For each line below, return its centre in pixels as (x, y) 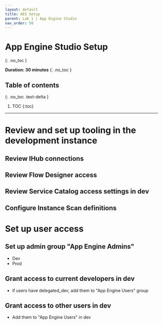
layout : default (21, 9)
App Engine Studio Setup (57, 47)
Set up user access (44, 229)
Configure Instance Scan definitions (61, 208)
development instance (51, 141)
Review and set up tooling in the (71, 130)
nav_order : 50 (19, 23)
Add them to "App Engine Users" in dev (51, 317)
